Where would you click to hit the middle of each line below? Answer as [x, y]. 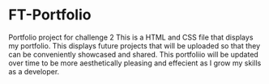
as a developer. [34, 71]
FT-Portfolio [50, 15]
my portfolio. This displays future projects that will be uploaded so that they [134, 45]
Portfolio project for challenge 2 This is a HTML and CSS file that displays [131, 37]
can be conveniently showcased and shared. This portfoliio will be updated [134, 54]
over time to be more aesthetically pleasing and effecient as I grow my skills [135, 63]
